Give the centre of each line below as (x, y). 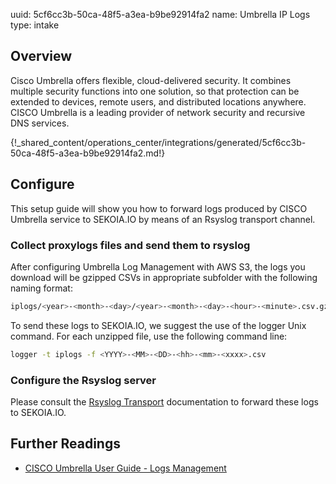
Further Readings (65, 444)
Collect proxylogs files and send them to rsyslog (130, 245)
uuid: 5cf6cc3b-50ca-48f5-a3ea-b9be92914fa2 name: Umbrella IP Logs (160, 14)
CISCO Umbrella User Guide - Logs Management (125, 468)
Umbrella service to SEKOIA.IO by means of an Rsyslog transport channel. (163, 219)
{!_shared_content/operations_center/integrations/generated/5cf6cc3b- (158, 142)
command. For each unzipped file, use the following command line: (149, 336)
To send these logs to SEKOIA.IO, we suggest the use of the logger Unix (158, 325)
